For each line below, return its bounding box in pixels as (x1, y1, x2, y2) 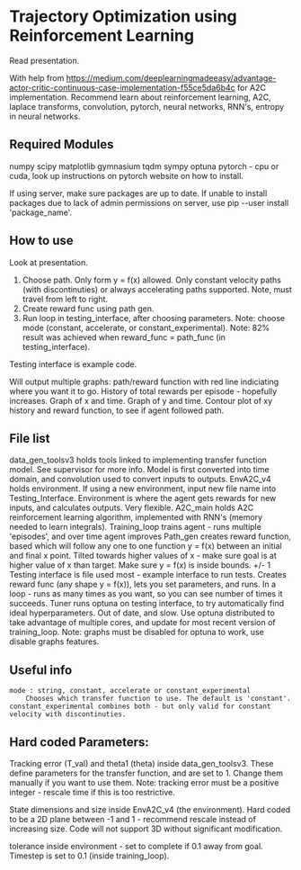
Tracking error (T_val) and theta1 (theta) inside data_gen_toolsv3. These (9, 758, 274, 768)
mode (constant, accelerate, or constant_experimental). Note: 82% (22, 322, 270, 333)
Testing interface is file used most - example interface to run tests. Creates (9, 570, 288, 580)
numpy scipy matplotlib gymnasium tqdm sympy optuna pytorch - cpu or (9, 160, 279, 172)
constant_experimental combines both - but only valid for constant (9, 702, 271, 712)
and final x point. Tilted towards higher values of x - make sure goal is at (9, 551, 277, 561)
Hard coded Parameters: (9, 734, 150, 749)
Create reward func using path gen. (22, 303, 155, 314)
